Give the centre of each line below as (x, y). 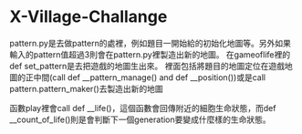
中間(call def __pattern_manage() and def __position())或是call (150, 77)
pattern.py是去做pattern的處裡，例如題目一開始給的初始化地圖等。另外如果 (151, 43)
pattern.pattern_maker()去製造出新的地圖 (87, 88)
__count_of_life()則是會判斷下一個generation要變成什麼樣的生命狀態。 (140, 119)
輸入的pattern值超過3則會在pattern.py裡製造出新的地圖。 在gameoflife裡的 (150, 54)
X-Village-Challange (89, 17)
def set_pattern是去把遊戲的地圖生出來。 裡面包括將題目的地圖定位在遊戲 (147, 66)
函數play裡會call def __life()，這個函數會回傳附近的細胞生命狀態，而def (143, 108)
